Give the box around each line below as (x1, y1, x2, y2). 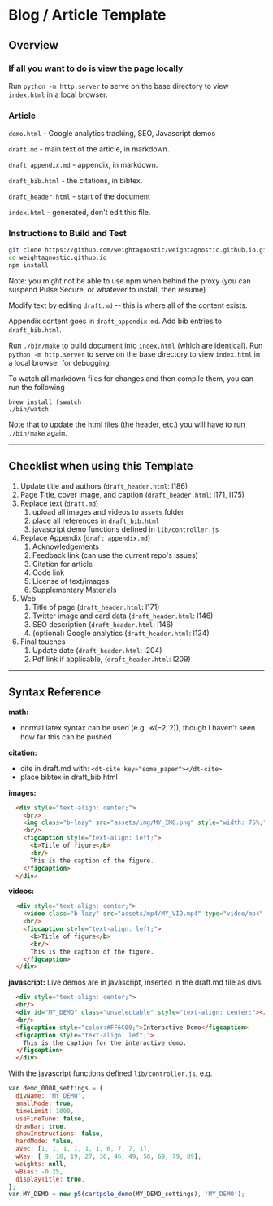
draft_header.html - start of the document (8, 191, 150, 201)
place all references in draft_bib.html (32, 515, 160, 525)
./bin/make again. (8, 428, 67, 438)
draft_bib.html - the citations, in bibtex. (8, 176, 143, 186)
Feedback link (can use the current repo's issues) (32, 550, 199, 559)
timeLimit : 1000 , (15, 1107, 75, 1115)
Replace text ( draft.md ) (19, 498, 99, 508)
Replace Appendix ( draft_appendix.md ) (19, 533, 151, 542)
